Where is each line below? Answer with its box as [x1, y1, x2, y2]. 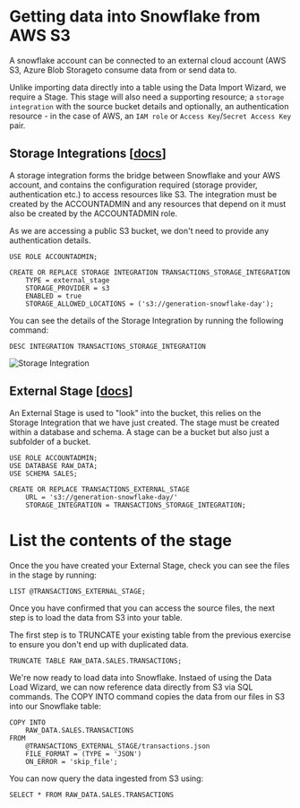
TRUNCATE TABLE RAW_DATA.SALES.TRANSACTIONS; [9, 656, 182, 665]
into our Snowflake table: [9, 700, 101, 711]
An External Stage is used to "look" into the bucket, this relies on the [9, 407, 261, 418]
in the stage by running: [9, 569, 97, 580]
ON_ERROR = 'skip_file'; [25, 757, 118, 766]
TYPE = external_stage [25, 275, 110, 284]
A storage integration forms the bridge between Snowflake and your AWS [9, 169, 280, 180]
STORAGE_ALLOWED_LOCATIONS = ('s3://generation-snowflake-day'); [25, 299, 275, 308]
